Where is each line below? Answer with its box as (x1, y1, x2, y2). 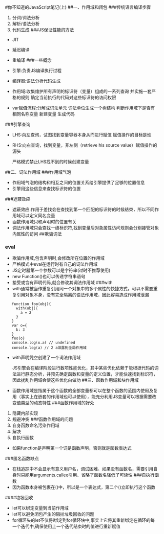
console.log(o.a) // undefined (11, 340, 76, 345)
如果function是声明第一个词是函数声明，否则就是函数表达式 (12, 445, 132, 451)
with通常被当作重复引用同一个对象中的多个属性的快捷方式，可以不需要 (12, 286, 154, 292)
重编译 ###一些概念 (12, 57, 52, 63)
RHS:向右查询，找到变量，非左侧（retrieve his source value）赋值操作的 (12, 142, 158, 148)
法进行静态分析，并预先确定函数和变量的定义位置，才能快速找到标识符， (12, 371, 158, 377)
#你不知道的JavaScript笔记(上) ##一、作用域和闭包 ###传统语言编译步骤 (5, 4, 151, 10)
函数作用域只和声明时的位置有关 (12, 219, 77, 224)
